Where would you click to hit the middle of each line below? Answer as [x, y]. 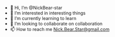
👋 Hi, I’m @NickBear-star [36, 8]
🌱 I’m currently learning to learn [43, 18]
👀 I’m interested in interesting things [48, 13]
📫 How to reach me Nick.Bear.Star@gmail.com [60, 29]
